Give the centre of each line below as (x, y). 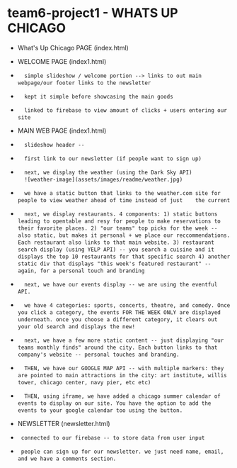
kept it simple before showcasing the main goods (99, 96)
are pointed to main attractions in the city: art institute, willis (122, 375)
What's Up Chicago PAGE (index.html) (73, 48)
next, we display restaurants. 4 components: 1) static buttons (121, 214)
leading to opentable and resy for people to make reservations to (119, 221)
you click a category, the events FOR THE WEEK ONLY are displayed (119, 312)
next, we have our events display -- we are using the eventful (121, 284)
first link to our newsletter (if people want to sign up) (113, 158)
